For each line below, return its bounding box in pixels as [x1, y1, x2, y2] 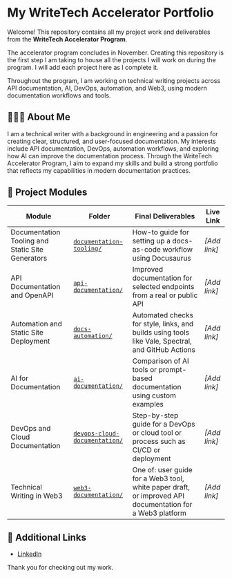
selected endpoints [132, 281, 195, 291]
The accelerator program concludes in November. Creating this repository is [7, 48, 224, 57]
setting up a [132, 236, 171, 245]
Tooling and [10, 236, 49, 245]
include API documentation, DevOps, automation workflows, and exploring [7, 144, 219, 153]
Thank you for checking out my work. [7, 563, 114, 572]
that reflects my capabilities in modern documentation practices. [7, 166, 191, 174]
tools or [132, 364, 157, 374]
